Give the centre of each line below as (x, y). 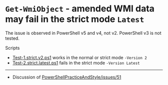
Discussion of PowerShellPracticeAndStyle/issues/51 (67, 77)
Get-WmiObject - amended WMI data (80, 9)
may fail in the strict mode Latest (75, 19)
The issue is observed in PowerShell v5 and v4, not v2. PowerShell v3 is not (83, 33)
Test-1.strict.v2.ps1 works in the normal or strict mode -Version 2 (80, 57)
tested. (12, 38)
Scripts (12, 48)
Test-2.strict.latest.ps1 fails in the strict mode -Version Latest (76, 63)
